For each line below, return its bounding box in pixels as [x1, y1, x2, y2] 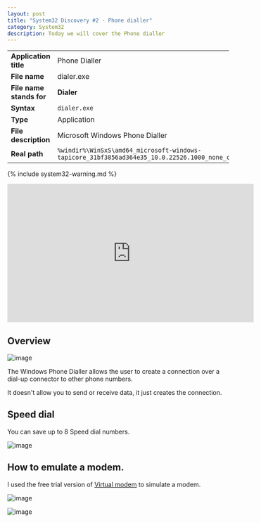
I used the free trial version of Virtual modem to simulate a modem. [7, 480, 201, 489]
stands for [11, 92, 46, 102]
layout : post [7, 10, 46, 18]
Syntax [11, 103, 35, 113]
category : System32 [7, 23, 65, 30]
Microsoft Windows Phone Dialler [57, 131, 167, 141]
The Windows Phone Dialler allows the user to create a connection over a [7, 367, 220, 376]
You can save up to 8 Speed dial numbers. [7, 427, 130, 436]
